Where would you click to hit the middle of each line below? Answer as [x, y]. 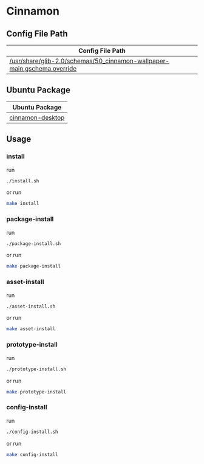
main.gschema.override [43, 68]
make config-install [32, 454]
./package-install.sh [34, 244]
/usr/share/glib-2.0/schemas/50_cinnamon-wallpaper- [90, 61]
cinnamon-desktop [37, 117]
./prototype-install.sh [36, 369]
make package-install [34, 266]
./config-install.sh [32, 432]
